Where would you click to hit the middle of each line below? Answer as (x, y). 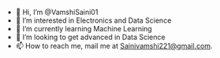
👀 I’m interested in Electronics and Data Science (93, 20)
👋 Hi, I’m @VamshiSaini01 (57, 12)
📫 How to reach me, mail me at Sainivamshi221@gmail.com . (114, 46)
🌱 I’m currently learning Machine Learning (84, 29)
